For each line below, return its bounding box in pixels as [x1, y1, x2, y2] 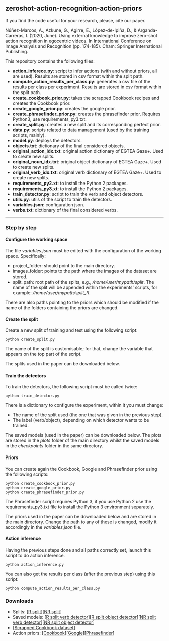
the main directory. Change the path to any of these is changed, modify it [5, 519, 157, 525]
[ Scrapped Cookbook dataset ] [12, 625, 75, 631]
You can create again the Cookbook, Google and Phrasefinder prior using [5, 466, 157, 472]
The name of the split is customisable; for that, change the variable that [5, 346, 153, 352]
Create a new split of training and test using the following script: [5, 327, 138, 333]
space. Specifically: [5, 253, 46, 259]
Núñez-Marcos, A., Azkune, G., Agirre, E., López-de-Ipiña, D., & [5, 27, 137, 33]
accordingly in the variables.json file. [5, 524, 82, 530]
